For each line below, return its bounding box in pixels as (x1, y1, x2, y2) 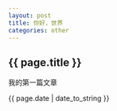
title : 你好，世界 (8, 19, 64, 27)
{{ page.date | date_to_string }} (8, 94, 110, 103)
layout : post (8, 11, 52, 20)
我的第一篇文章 (8, 78, 57, 87)
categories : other (8, 26, 69, 34)
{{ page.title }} (8, 55, 82, 69)
